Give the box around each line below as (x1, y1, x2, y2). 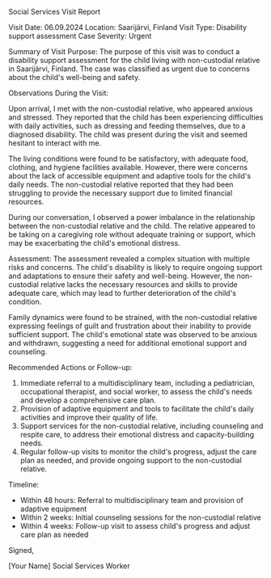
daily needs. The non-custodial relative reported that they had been (8, 179, 234, 189)
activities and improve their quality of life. (19, 412, 159, 422)
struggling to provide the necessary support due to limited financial (8, 188, 233, 197)
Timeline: (8, 480, 40, 489)
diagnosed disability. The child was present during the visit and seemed (8, 129, 248, 139)
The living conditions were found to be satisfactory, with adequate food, (8, 154, 248, 163)
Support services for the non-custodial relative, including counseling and (19, 421, 264, 431)
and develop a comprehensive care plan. (19, 395, 156, 405)
